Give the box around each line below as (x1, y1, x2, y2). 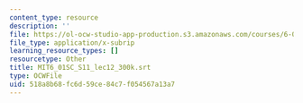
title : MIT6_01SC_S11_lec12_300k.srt (9, 64, 151, 73)
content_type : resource (9, 13, 99, 22)
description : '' (9, 21, 70, 30)
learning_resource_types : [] (9, 47, 119, 56)
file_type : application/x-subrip (9, 38, 135, 47)
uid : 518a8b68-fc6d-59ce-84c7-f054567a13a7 (9, 80, 176, 89)
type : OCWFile (9, 72, 63, 81)
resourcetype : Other (9, 55, 87, 64)
